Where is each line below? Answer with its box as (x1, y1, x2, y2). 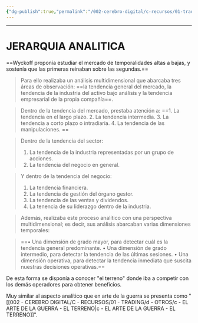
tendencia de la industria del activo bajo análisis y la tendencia (20, 89, 173, 96)
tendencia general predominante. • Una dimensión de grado (20, 244, 167, 251)
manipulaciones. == (20, 126, 69, 133)
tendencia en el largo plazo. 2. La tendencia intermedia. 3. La (20, 113, 169, 120)
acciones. (29, 154, 54, 162)
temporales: (20, 226, 50, 233)
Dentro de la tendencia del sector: (20, 137, 103, 144)
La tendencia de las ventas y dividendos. (29, 196, 128, 203)
